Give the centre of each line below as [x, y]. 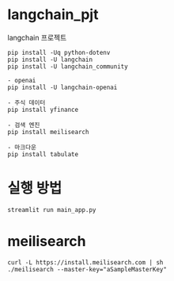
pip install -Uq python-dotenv [59, 52]
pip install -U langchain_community [68, 66]
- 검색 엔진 [24, 125]
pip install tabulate [43, 154]
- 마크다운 [22, 147]
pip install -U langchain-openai [62, 87]
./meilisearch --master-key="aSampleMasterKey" [87, 269]
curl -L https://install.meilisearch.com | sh [85, 262]
